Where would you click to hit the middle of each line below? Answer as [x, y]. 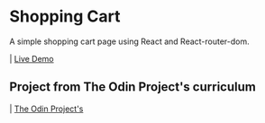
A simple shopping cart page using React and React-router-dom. [129, 41]
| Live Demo [32, 58]
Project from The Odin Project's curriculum [133, 87]
